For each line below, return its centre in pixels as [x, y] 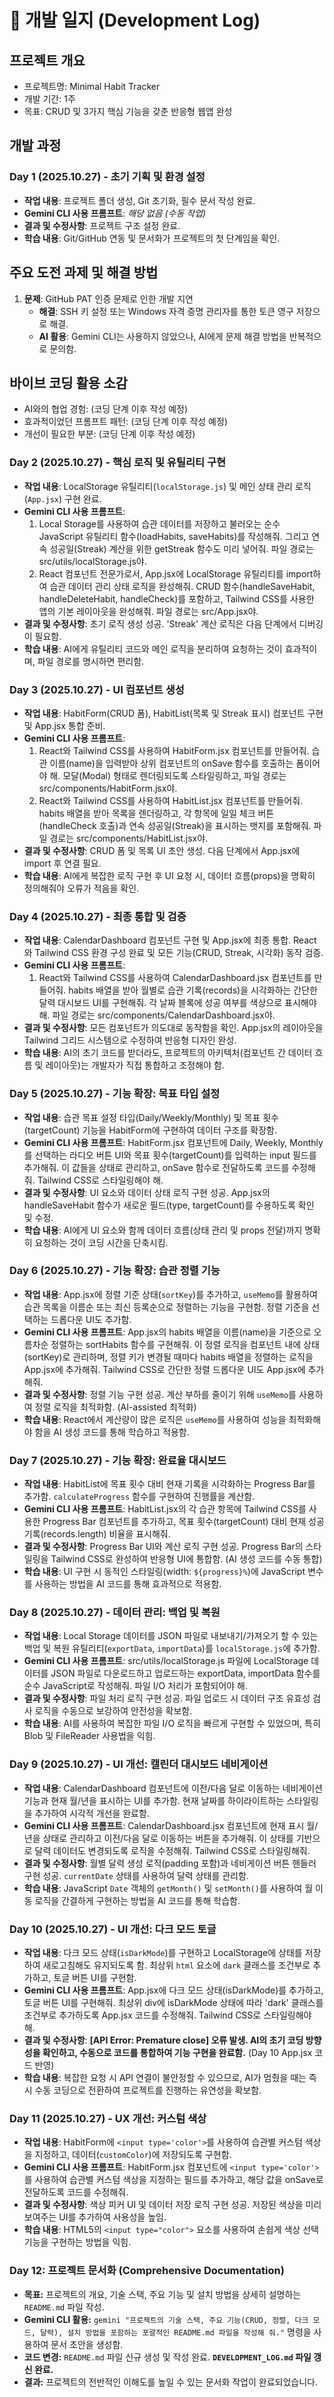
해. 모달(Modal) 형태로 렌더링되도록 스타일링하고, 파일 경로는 [168, 775]
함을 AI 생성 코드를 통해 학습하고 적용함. [112, 1432]
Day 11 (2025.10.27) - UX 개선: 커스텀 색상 [108, 2118]
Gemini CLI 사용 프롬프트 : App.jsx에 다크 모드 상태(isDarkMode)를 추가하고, [173, 1990]
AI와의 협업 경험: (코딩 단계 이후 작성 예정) [106, 409]
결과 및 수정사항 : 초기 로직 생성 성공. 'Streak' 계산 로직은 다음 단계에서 [160, 623]
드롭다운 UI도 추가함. [91, 1319]
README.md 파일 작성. [64, 2307]
